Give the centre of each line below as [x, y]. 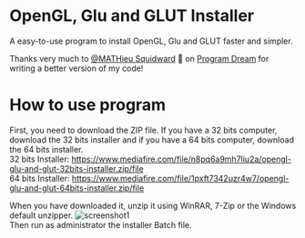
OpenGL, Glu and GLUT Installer [132, 16]
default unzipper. [41, 215]
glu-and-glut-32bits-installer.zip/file [76, 168]
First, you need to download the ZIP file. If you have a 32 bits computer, [143, 130]
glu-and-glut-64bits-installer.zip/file [77, 188]
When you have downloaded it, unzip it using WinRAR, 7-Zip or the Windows [153, 205]
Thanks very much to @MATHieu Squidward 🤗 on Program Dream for [139, 58]
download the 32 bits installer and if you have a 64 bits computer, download [152, 139]
